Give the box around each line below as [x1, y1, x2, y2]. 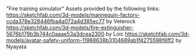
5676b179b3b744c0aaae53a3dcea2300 [6, 30, 105, 38]
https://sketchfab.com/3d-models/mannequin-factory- [6, 11, 140, 18]
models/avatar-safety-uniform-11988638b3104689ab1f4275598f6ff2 [6, 37, 174, 43]
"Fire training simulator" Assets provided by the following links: [6, 5, 160, 12]
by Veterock [106, 18, 136, 24]
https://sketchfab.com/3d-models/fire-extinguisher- [6, 24, 134, 31]
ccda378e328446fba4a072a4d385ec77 [6, 18, 105, 24]
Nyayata [6, 43, 27, 50]
